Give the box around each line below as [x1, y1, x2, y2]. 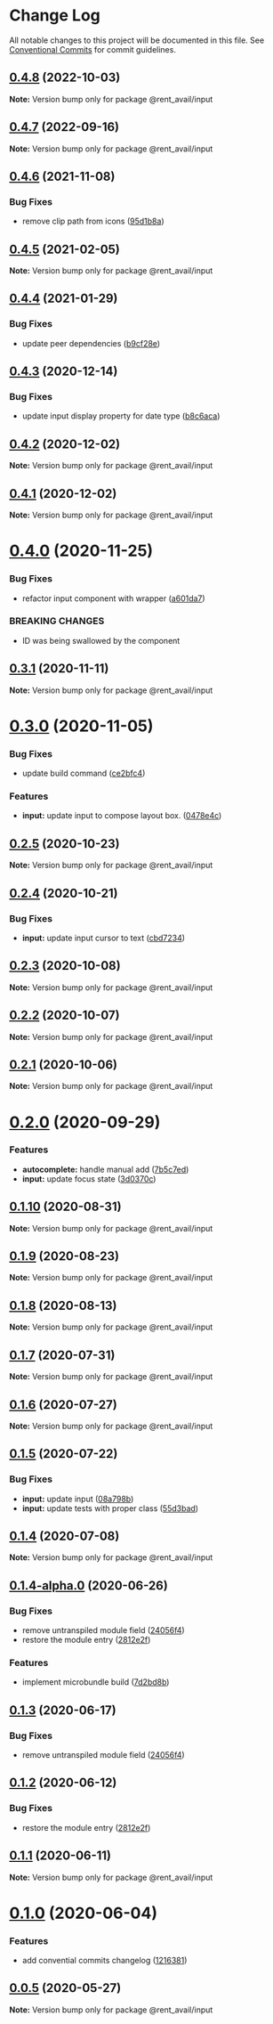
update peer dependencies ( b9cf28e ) [21, 337, 161, 348]
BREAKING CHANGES [9, 615, 105, 628]
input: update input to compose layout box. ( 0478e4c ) [21, 810, 222, 821]
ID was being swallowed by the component [21, 635, 181, 646]
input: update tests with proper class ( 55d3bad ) [21, 1502, 198, 1514]
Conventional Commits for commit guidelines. [9, 44, 176, 54]
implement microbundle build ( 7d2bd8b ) [21, 1677, 170, 1687]
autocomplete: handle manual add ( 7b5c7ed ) [21, 1164, 189, 1175]
